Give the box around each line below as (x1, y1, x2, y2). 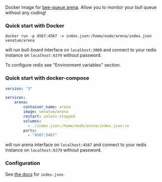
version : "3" (5, 86, 33, 91)
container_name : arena (23, 104, 71, 110)
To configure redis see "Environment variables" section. (5, 62, 121, 68)
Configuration (5, 160, 40, 167)
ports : (23, 128, 37, 133)
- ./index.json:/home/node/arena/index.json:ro (27, 123, 129, 128)
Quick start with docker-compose (5, 75, 90, 82)
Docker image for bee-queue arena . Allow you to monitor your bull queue (5, 5, 157, 10)
